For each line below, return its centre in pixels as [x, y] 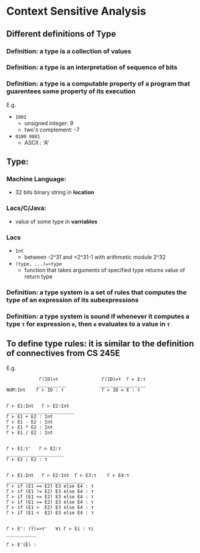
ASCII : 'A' [37, 142]
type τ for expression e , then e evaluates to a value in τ [88, 323]
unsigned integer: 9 [49, 123]
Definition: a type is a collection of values [69, 51]
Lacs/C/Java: [27, 208]
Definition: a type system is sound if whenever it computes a [98, 316]
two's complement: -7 [52, 129]
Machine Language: [37, 179]
